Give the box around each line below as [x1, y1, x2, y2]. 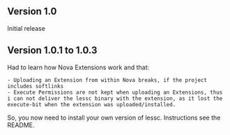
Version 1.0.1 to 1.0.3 [7, 45, 98, 57]
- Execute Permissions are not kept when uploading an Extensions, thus [7, 89, 223, 96]
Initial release [7, 24, 45, 32]
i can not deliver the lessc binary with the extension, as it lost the [7, 94, 223, 102]
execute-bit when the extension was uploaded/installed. [7, 101, 176, 108]
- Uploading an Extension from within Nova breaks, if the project [7, 76, 208, 83]
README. [7, 120, 35, 129]
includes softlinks [7, 83, 64, 90]
